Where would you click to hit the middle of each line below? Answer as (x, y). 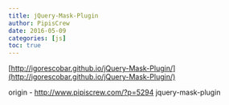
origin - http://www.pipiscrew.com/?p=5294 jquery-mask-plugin (115, 92)
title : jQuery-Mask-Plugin (53, 16)
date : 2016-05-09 (37, 30)
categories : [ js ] (37, 38)
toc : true (25, 46)
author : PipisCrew (39, 23)
